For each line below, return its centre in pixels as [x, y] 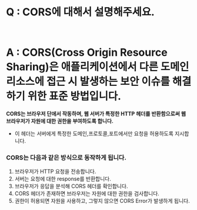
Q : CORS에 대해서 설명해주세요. [80, 12]
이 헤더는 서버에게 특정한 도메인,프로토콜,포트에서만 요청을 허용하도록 [94, 134]
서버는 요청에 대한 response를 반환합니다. [63, 179]
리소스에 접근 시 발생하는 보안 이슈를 [88, 81]
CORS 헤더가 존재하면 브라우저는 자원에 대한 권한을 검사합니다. [87, 194]
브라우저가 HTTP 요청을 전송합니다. [55, 172]
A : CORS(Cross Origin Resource [87, 53]
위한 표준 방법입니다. [74, 96]
